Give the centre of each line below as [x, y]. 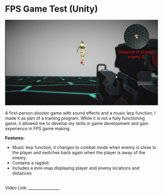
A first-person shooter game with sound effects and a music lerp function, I [80, 113]
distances [22, 173]
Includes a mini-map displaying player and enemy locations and [76, 168]
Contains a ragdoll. [31, 163]
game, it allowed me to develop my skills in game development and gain [77, 124]
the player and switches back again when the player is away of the [79, 153]
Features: [15, 138]
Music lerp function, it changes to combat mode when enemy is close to [84, 147]
